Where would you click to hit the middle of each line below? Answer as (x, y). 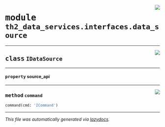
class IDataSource (34, 59)
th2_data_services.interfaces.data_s (82, 27)
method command (24, 95)
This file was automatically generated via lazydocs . (57, 119)
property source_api (27, 77)
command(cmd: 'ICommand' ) (31, 106)
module (21, 18)
